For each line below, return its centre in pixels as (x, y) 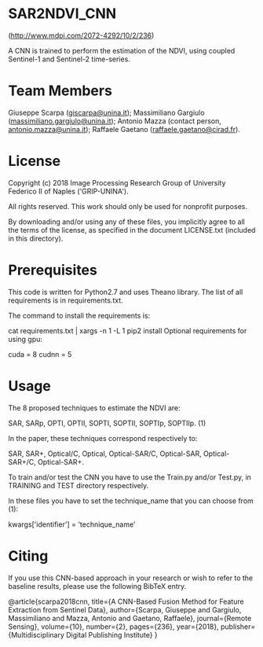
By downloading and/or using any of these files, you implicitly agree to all (127, 222)
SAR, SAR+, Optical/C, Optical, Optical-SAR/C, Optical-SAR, (105, 454)
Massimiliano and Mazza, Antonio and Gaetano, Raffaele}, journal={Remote (130, 618)
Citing (28, 556)
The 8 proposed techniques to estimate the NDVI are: (94, 408)
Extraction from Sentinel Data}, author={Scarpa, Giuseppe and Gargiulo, (125, 609)
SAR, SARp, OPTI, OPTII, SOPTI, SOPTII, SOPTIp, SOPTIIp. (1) (107, 423)
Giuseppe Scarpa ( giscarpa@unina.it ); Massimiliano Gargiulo (107, 112)
